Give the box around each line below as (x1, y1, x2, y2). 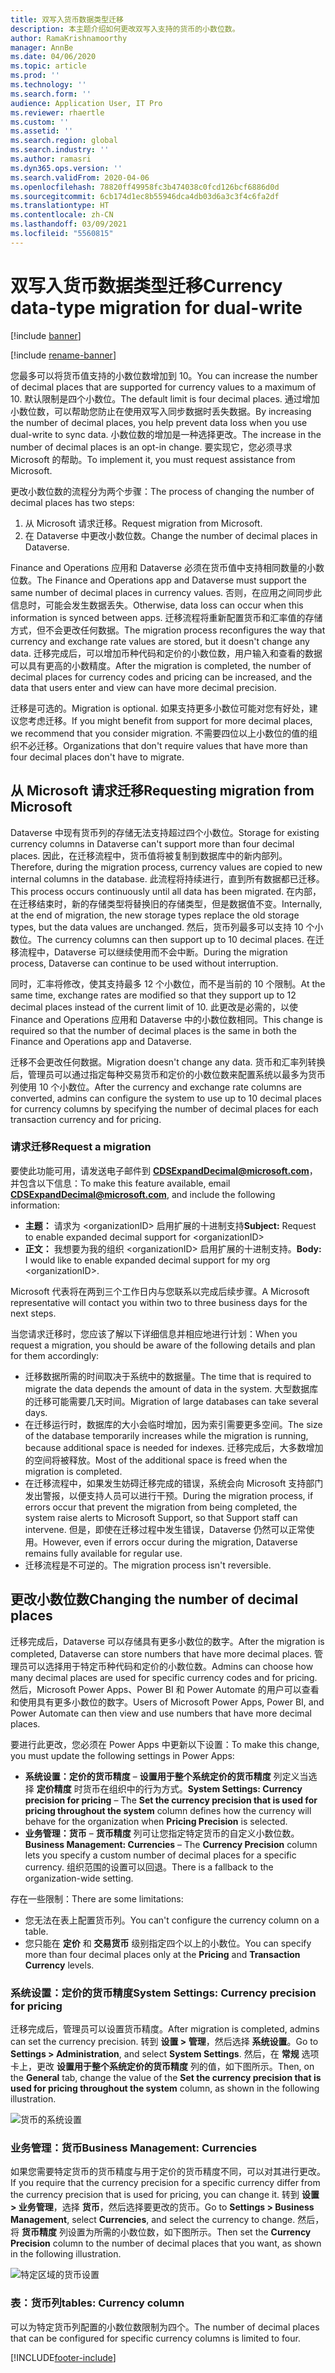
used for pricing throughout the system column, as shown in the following (10, 2082, 320, 2094)
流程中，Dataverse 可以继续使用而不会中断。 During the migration (18, 946, 288, 958)
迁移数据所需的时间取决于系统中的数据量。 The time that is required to (24, 1370, 312, 1382)
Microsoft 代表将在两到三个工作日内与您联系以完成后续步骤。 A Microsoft (10, 1285, 310, 1297)
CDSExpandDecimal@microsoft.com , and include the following (10, 1188, 276, 1200)
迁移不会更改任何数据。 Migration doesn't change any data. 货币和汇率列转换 (10, 1056, 326, 1068)
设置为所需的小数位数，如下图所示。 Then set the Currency (67, 2226, 312, 2238)
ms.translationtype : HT (10, 201, 110, 211)
